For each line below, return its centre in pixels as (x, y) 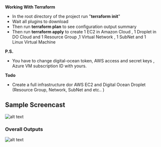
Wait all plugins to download (40, 22)
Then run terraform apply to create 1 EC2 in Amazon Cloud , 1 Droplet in (84, 32)
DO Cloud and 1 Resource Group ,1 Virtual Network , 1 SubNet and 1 (79, 37)
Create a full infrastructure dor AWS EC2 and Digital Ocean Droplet (79, 85)
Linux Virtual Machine (34, 42)
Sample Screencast (35, 105)
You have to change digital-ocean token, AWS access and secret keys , (83, 61)
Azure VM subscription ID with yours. (49, 66)
